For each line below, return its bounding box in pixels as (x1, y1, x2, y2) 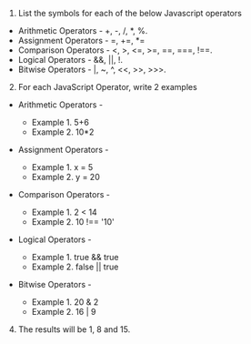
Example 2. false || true (31, 261, 119, 272)
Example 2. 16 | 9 (31, 307, 96, 317)
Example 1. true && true (31, 252, 119, 262)
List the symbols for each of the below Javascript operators (17, 8, 243, 18)
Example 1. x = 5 (31, 162, 94, 172)
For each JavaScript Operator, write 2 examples (17, 82, 197, 92)
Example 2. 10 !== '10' (31, 217, 115, 227)
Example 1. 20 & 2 (31, 297, 99, 308)
